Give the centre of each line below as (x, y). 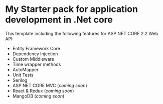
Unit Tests (23, 75)
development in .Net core (59, 20)
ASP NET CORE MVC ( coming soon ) (50, 85)
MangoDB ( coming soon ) (38, 96)
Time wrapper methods (37, 64)
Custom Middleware (33, 59)
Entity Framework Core (36, 48)
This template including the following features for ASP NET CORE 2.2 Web (82, 33)
